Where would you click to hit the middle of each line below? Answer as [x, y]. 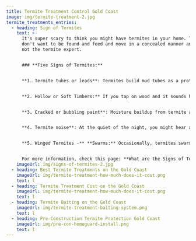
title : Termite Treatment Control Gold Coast [62, 11]
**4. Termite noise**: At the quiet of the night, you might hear [104, 128]
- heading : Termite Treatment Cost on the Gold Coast [78, 186]
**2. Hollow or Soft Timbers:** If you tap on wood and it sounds [104, 96]
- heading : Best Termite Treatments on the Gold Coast [79, 170]
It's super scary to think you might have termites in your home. [104, 39]
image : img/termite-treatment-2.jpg [50, 17]
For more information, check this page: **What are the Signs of [102, 159]
